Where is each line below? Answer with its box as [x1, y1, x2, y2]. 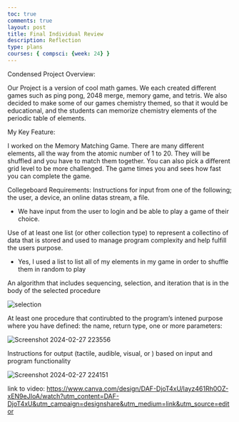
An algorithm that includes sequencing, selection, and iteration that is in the [7, 279, 230, 287]
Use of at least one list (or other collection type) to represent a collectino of [7, 228, 229, 237]
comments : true [7, 17, 53, 24]
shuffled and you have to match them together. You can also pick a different [7, 156, 230, 165]
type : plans [7, 43, 43, 51]
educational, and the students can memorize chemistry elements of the [7, 106, 218, 115]
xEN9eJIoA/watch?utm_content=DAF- [7, 391, 120, 400]
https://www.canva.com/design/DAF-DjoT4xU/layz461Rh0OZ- [46, 384, 229, 393]
